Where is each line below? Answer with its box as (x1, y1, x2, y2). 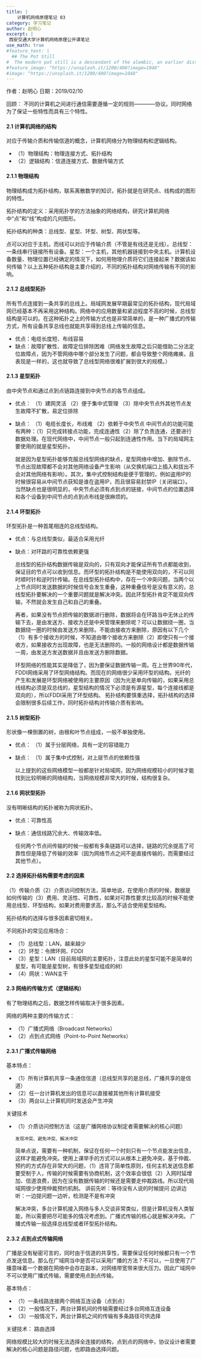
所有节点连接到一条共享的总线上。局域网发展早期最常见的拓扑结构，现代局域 (6, 300, 196, 307)
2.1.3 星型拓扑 (6, 372, 41, 379)
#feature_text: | (6, 48, 50, 54)
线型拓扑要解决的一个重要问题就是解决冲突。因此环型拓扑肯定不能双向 (14, 591, 189, 598)
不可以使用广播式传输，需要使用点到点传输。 (6, 1272, 117, 1279)
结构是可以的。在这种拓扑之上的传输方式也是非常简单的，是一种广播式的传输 (6, 315, 196, 322)
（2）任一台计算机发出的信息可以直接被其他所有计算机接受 (14, 1090, 161, 1097)
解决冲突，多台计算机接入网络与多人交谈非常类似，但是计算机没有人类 (14, 1205, 189, 1212)
